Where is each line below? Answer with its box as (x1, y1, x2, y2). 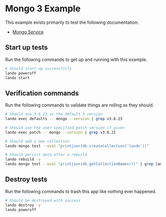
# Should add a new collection (5, 139, 70, 144)
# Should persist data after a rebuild (5, 152, 87, 158)
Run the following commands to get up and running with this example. (5, 56, 147, 62)
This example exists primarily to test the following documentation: (5, 19, 139, 25)
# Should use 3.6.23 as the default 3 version (5, 112, 103, 117)
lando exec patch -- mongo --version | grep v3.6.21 (5, 130, 116, 135)
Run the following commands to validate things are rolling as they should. (5, 102, 154, 108)
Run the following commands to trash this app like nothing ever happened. (5, 188, 157, 194)
